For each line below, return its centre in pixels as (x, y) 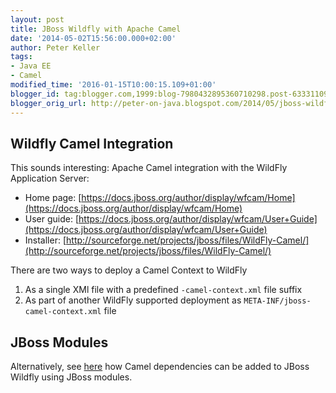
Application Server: (50, 178)
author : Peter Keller (55, 47)
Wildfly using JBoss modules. (71, 377)
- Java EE (31, 66)
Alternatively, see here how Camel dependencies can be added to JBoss (160, 367)
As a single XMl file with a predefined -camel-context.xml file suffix (163, 290)
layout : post (37, 19)
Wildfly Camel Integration (92, 143)
